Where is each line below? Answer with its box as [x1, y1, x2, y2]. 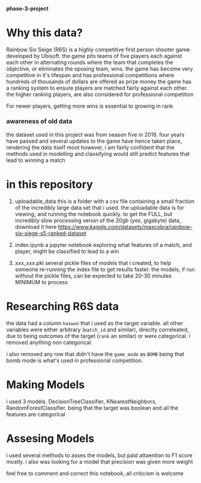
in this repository [6, 178, 93, 192]
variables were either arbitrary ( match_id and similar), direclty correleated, [6, 326, 189, 333]
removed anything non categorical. [6, 338, 93, 346]
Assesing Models [6, 431, 95, 445]
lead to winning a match [6, 157, 66, 164]
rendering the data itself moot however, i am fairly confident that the [6, 143, 175, 151]
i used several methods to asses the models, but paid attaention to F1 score [6, 452, 193, 459]
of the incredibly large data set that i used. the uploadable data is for [14, 204, 184, 211]
